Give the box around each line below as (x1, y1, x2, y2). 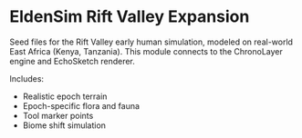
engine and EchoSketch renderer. (9, 55, 135, 66)
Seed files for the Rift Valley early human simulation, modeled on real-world (9, 36, 294, 47)
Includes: (9, 73, 44, 84)
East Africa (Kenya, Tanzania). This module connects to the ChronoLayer (9, 45, 283, 56)
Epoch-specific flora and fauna (22, 100, 140, 111)
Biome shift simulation (22, 120, 107, 131)
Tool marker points (22, 110, 94, 121)
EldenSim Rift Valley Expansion (9, 6, 250, 27)
